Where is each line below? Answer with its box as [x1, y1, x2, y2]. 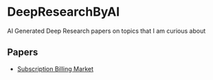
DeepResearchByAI [7, 4, 120, 20]
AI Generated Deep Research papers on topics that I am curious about [7, 27, 206, 35]
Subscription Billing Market [16, 64, 94, 72]
